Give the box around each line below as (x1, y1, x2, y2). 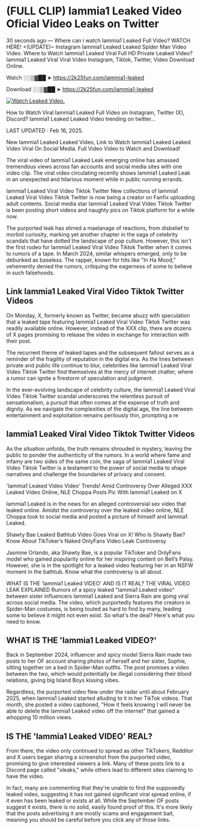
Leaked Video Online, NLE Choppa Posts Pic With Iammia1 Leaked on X (6, 488, 182, 496)
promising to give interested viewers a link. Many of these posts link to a (6, 760, 185, 767)
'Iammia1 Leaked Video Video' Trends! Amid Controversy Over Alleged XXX (6, 482, 193, 489)
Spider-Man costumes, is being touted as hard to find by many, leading (6, 605, 182, 612)
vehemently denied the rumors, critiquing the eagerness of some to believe (6, 262, 193, 270)
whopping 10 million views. (6, 714, 73, 721)
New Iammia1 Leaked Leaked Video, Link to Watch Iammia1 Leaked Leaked (6, 138, 191, 145)
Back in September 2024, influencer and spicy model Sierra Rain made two (6, 651, 192, 659)
